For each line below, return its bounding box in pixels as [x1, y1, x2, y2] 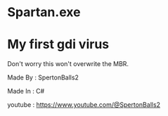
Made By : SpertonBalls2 [7, 73, 79, 82]
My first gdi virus [7, 37, 110, 53]
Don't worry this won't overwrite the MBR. [7, 60, 129, 68]
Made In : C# [7, 87, 45, 96]
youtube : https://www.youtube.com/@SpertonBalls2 [7, 101, 160, 109]
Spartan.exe [7, 4, 81, 20]
